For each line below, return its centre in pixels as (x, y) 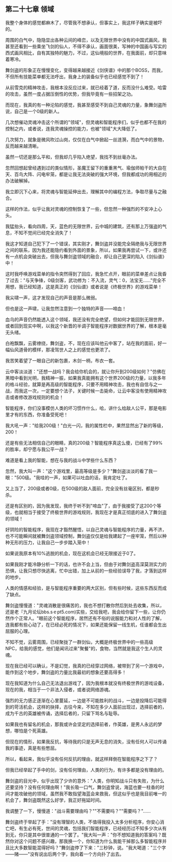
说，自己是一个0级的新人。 (34, 111)
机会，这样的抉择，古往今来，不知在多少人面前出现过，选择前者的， (95, 707)
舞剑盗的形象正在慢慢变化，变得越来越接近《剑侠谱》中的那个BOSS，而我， (85, 70)
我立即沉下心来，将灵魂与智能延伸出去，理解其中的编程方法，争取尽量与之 (84, 191)
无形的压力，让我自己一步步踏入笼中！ (50, 542)
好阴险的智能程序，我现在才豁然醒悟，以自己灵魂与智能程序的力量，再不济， (86, 529)
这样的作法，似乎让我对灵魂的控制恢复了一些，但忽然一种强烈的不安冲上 (81, 209)
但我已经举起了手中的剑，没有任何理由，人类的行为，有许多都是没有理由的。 (86, 769)
